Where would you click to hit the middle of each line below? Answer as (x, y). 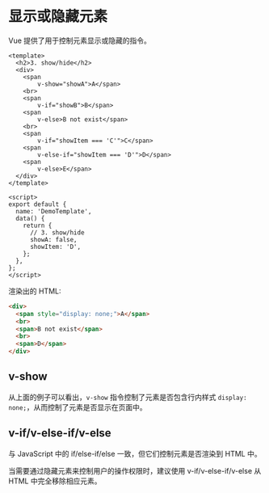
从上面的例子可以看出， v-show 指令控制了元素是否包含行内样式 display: (128, 397)
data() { (30, 218)
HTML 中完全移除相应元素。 (55, 481)
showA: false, (54, 239)
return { (38, 225)
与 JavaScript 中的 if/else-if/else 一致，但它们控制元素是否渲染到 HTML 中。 (135, 453)
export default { (38, 204)
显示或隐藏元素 (58, 17)
